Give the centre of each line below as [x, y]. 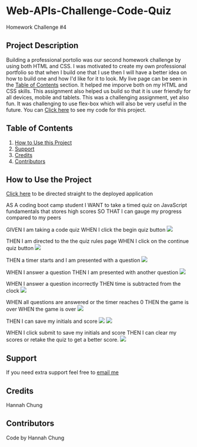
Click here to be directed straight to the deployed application [80, 194]
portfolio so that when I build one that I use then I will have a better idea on [96, 72]
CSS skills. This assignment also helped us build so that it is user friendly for [98, 91]
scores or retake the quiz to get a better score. [62, 340]
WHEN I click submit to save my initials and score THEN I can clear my [91, 333]
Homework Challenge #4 [36, 27]
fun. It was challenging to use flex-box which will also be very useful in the [96, 104]
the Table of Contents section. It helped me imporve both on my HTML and [97, 85]
